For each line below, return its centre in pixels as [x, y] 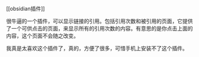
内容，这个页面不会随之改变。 [42, 36]
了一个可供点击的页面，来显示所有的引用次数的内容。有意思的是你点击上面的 [99, 28]
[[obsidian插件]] [26, 9]
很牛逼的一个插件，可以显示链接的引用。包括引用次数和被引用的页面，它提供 [99, 21]
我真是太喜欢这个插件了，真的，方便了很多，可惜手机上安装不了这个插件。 [97, 48]
